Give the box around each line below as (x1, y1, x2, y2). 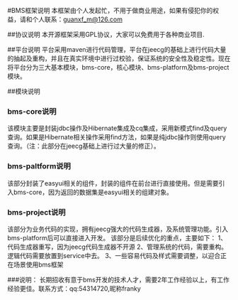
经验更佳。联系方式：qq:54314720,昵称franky (7, 284, 142, 293)
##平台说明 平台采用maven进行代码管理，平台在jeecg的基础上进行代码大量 (7, 45, 227, 53)
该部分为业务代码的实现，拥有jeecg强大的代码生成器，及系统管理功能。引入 (7, 225, 229, 233)
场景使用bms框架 (13, 260, 64, 269)
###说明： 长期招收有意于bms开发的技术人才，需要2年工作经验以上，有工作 (7, 275, 230, 284)
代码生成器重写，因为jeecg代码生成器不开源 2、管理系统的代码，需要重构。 (7, 242, 228, 251)
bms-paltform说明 (7, 161, 71, 171)
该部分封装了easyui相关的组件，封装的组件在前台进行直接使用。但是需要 (7, 178, 220, 187)
